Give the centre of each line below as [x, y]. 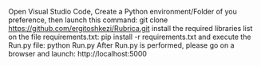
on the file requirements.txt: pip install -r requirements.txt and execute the [130, 37]
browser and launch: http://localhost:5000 [78, 54]
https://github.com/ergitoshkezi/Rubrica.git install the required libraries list [130, 28]
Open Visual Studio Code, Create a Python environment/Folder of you [123, 12]
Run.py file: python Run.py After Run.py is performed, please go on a [121, 45]
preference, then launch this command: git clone [88, 20]
